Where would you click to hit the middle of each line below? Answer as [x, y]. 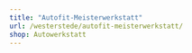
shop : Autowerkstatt [48, 34]
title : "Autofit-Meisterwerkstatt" [76, 18]
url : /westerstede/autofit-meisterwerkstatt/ [96, 26]
